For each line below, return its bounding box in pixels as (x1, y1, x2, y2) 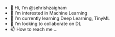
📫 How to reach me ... (10, 26, 58, 32)
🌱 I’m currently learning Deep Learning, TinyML (10, 15, 110, 21)
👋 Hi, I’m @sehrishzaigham (10, 5, 67, 10)
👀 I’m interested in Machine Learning (10, 10, 88, 16)
